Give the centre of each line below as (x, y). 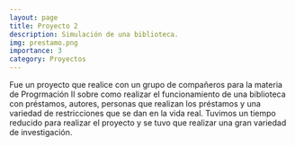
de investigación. (41, 132)
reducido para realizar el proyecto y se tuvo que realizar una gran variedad (148, 123)
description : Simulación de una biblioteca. (94, 34)
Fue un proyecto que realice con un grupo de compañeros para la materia (146, 85)
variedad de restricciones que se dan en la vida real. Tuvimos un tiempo (143, 113)
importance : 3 (36, 51)
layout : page (34, 17)
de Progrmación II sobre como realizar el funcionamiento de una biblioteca (147, 94)
